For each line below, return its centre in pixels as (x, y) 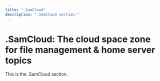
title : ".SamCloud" (25, 10)
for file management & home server (80, 50)
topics (18, 60)
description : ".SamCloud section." (42, 14)
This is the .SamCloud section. (36, 74)
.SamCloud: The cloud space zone (78, 39)
